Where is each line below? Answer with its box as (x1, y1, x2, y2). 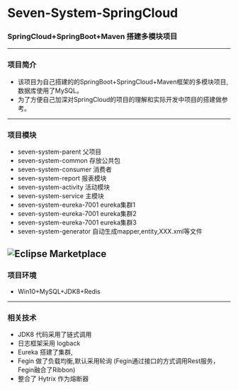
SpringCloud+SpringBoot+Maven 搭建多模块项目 (7, 32, 178, 42)
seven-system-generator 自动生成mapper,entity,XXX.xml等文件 (17, 227, 203, 236)
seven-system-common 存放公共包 (17, 156, 121, 165)
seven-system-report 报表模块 (17, 174, 107, 183)
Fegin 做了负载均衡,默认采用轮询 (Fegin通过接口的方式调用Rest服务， (17, 357, 220, 365)
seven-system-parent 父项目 (17, 147, 102, 156)
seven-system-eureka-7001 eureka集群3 (17, 218, 137, 227)
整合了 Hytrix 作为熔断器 (17, 374, 89, 383)
